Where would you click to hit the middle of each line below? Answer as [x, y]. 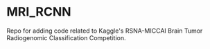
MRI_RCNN [39, 12]
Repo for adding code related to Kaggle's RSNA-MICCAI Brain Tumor [105, 31]
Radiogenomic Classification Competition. [66, 37]
